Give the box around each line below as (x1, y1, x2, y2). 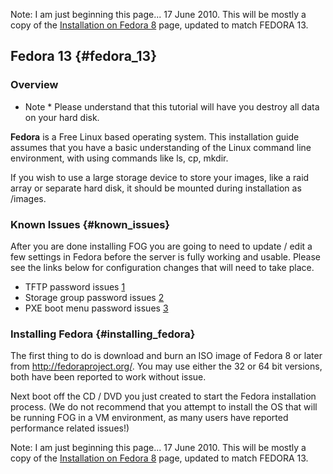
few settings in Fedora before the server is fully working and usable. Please (10, 250, 321, 263)
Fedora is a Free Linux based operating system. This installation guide (10, 130, 300, 143)
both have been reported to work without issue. (10, 371, 207, 383)
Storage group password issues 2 (24, 291, 165, 303)
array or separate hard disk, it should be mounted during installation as (10, 182, 302, 194)
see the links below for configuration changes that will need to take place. (10, 261, 315, 273)
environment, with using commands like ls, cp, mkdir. (10, 152, 229, 164)
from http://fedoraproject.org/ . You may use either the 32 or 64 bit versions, (10, 360, 323, 373)
